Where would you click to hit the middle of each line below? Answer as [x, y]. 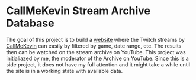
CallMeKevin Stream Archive [78, 11]
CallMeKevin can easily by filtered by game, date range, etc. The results [94, 46]
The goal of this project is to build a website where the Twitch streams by [96, 39]
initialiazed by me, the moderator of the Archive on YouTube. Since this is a [98, 58]
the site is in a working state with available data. [65, 71]
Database [30, 23]
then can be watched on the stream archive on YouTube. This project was [96, 52]
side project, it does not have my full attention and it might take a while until [98, 64]
